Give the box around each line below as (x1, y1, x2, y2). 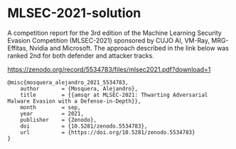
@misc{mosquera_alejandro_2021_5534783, (7, 78, 129, 86)
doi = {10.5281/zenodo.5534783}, (20, 123, 148, 130)
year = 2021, (20, 110, 84, 117)
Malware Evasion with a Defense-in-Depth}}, (7, 98, 141, 105)
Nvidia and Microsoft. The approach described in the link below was (29, 43, 230, 52)
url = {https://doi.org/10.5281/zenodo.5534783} (20, 128, 195, 136)
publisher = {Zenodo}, (20, 116, 97, 123)
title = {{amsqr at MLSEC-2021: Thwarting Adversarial (20, 91, 208, 98)
